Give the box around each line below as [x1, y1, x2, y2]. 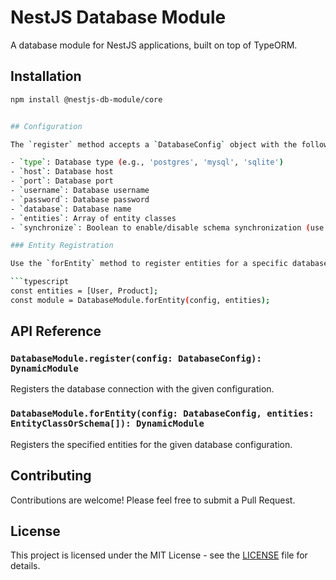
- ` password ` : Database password [10, 194, 150, 205]
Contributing [10, 467, 92, 485]
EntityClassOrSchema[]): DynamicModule [10, 418, 205, 430]
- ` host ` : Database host [10, 167, 114, 177]
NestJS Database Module [10, 6, 227, 29]
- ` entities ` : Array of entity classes [10, 213, 177, 223]
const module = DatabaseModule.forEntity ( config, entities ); [10, 295, 271, 305]
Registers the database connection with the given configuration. [10, 383, 275, 395]
